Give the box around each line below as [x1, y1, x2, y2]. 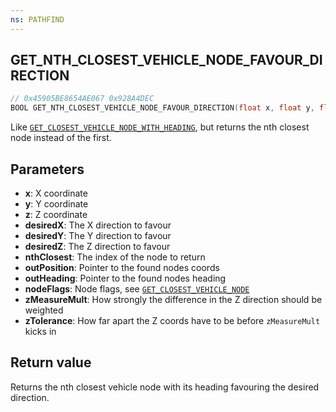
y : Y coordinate [24, 198, 89, 210]
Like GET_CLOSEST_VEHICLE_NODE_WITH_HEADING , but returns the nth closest [10, 121, 310, 133]
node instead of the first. [10, 132, 112, 144]
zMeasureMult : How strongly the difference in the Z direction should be [24, 294, 323, 305]
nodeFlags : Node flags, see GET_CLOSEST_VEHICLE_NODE [24, 283, 250, 295]
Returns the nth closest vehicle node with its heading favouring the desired [10, 381, 320, 393]
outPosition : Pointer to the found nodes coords [24, 262, 220, 273]
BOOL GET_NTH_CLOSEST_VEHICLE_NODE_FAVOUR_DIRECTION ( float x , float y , [10, 103, 315, 113]
